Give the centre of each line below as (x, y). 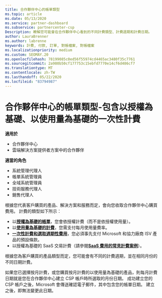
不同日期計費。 (20, 262)
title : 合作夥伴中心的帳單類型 (32, 9)
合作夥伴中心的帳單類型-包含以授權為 (79, 107)
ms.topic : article (23, 14)
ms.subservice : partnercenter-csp (40, 28)
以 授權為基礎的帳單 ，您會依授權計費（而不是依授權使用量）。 (72, 221)
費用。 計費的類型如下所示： (33, 211)
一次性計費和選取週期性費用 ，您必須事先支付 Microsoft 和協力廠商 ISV (82, 234)
